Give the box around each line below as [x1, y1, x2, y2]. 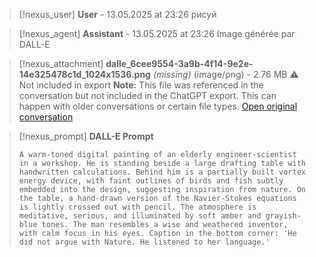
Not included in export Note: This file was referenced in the [18, 79, 264, 91]
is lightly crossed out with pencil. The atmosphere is [18, 202, 257, 212]
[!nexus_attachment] [18, 58, 104, 69]
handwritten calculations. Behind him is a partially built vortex [18, 167, 306, 177]
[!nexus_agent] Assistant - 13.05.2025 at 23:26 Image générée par [18, 28, 296, 39]
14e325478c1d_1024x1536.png [18, 69, 151, 80]
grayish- [265, 211, 302, 221]
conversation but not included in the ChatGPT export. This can [18, 90, 277, 101]
